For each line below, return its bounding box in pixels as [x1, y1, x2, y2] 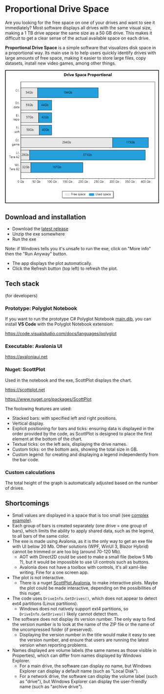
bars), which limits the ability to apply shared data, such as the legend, [12, 528, 155, 534]
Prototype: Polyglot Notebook [5, 304, 77, 311]
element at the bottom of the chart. [12, 436, 83, 442]
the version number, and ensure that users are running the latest [19, 637, 149, 643]
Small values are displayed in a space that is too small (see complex [12, 512, 149, 518]
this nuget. [19, 590, 41, 596]
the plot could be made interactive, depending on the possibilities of [19, 585, 157, 591]
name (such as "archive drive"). [19, 683, 83, 690]
